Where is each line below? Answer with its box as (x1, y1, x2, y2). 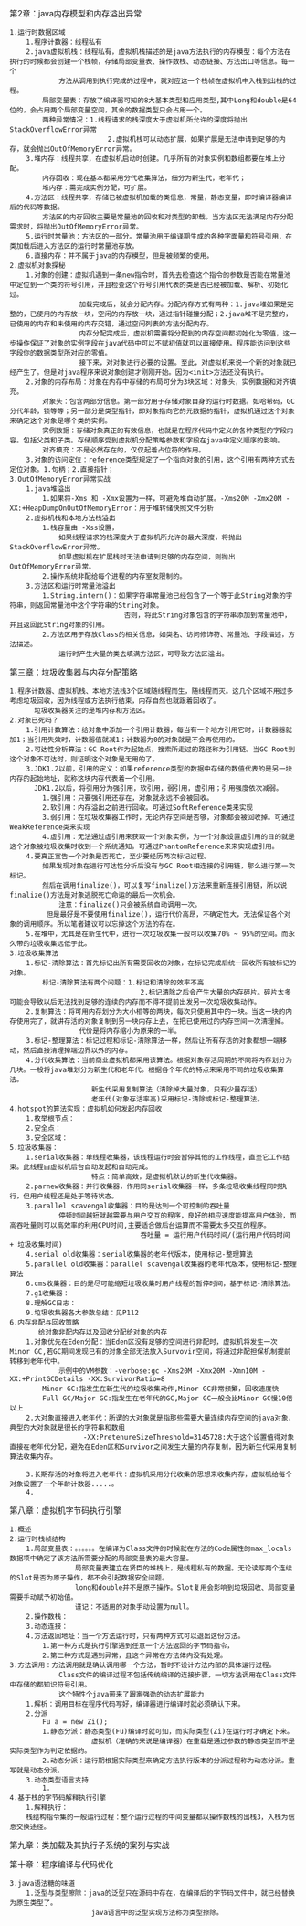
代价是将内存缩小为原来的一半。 (79, 1027, 182, 1036)
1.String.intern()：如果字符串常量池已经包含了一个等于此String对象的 (42, 591, 286, 601)
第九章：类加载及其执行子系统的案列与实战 (9, 1840, 170, 1850)
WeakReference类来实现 (9, 823, 90, 832)
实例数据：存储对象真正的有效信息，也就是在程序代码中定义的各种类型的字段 (42, 426, 288, 435)
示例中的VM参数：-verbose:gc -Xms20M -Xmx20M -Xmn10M (58, 1367, 259, 1376)
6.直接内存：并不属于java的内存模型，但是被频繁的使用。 (26, 251, 214, 261)
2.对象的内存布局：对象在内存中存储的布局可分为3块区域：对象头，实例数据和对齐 (26, 378, 290, 387)
